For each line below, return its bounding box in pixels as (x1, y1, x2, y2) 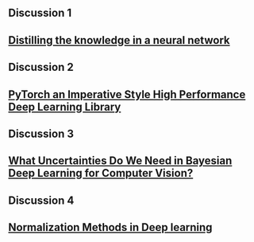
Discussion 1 (8, 6, 72, 20)
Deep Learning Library (8, 100, 121, 114)
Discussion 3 (8, 127, 74, 140)
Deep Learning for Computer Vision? (8, 166, 194, 180)
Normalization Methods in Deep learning (8, 221, 213, 234)
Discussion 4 (8, 193, 75, 207)
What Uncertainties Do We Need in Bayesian (8, 154, 233, 168)
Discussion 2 (8, 60, 74, 74)
